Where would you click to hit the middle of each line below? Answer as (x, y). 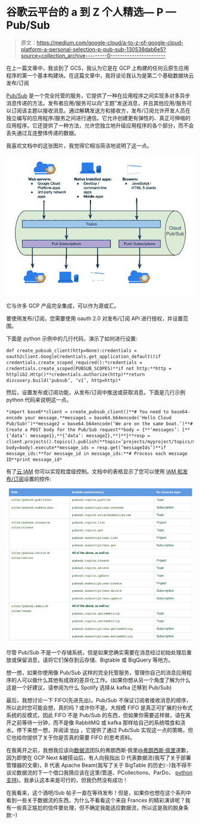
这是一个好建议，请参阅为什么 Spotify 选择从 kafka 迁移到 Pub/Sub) (89, 687)
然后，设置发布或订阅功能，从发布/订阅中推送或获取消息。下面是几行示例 (96, 392)
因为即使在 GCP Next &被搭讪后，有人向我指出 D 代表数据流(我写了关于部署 (99, 757)
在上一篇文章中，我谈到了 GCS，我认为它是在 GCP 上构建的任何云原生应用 (98, 68)
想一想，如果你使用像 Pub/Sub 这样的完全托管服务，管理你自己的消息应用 (96, 672)
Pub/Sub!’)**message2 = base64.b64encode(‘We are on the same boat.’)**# (100, 424)
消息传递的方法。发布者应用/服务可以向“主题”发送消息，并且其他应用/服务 (96, 103)
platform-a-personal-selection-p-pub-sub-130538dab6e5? (93, 49)
